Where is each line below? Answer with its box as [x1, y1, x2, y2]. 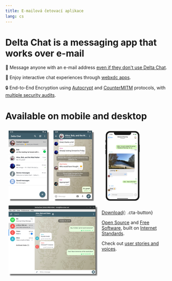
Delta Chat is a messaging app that [5, 37, 157, 48]
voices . [102, 246, 117, 252]
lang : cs [5, 13, 24, 19]
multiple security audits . [5, 92, 56, 98]
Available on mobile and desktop [5, 110, 147, 122]
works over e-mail [5, 47, 85, 59]
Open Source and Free [102, 219, 150, 226]
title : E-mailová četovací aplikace [5, 8, 84, 13]
